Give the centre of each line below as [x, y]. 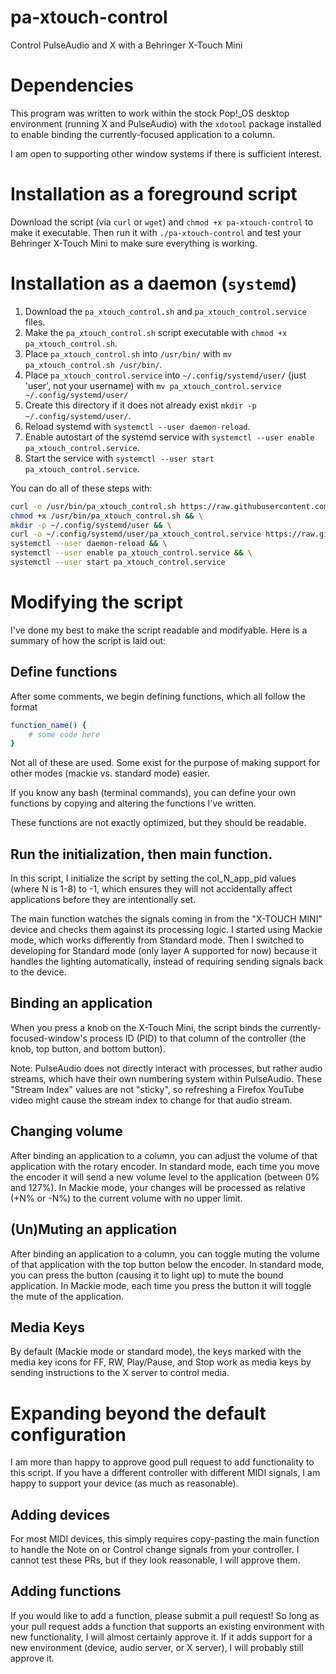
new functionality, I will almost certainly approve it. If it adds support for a [161, 1637]
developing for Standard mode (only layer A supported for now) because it [164, 951]
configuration [68, 1434]
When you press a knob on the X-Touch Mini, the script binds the [144, 1027]
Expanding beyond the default [138, 1413]
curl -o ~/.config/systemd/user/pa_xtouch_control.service [136, 534]
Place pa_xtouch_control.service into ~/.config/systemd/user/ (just [165, 375]
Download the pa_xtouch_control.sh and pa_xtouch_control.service [165, 311]
